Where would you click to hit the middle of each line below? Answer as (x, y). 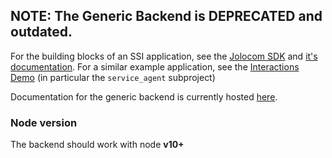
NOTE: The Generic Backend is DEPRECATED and (166, 16)
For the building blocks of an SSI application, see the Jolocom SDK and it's (164, 56)
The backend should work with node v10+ (97, 145)
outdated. (41, 32)
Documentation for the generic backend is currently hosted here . (144, 96)
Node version (44, 122)
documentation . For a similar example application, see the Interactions (155, 66)
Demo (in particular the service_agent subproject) (113, 77)
